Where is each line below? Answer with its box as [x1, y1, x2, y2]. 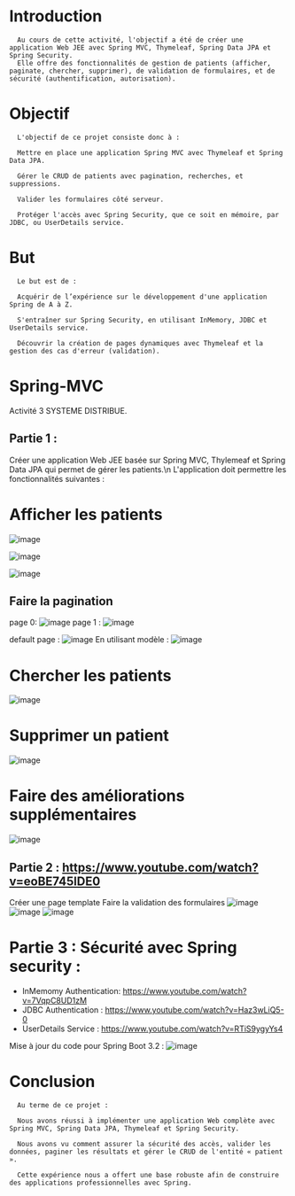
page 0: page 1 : [9, 617, 102, 628]
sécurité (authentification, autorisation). [9, 74, 176, 83]
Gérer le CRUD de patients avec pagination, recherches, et [17, 171, 244, 181]
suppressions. [9, 179, 62, 188]
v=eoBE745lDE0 [9, 874, 101, 889]
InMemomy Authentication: [21, 985, 121, 996]
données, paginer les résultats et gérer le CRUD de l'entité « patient [9, 1147, 283, 1156]
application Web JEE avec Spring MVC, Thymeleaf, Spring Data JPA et [9, 43, 272, 52]
